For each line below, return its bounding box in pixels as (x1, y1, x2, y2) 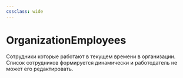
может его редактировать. (6, 65, 74, 72)
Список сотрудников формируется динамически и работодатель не (6, 59, 178, 66)
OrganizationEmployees (6, 33, 127, 47)
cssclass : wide (6, 8, 44, 15)
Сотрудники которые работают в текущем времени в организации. (6, 53, 176, 60)
